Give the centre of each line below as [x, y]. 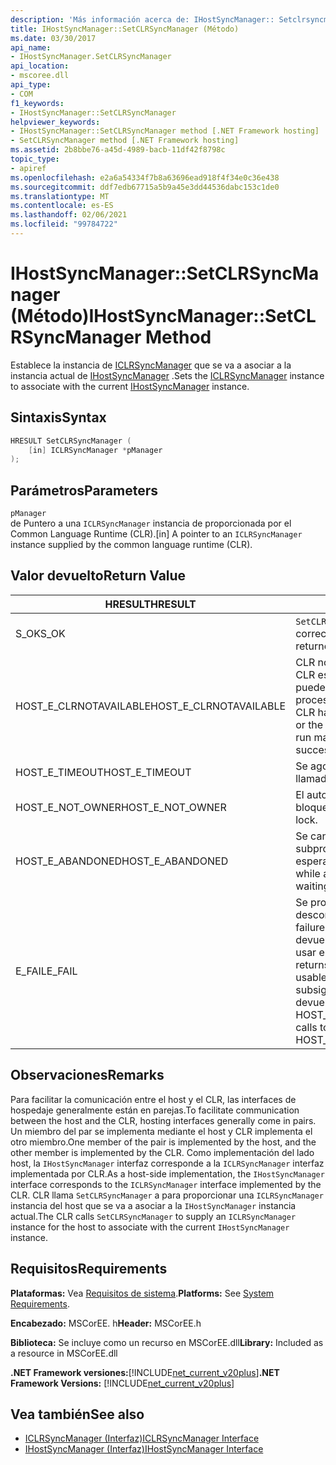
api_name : [31, 47]
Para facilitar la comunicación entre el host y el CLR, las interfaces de [153, 1099]
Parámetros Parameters [84, 490]
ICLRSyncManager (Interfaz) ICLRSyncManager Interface [142, 1438]
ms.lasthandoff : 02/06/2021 [69, 215]
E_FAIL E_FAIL [46, 971]
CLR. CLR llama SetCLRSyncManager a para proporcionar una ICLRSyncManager [167, 1195]
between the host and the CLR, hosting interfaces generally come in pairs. [163, 1120]
